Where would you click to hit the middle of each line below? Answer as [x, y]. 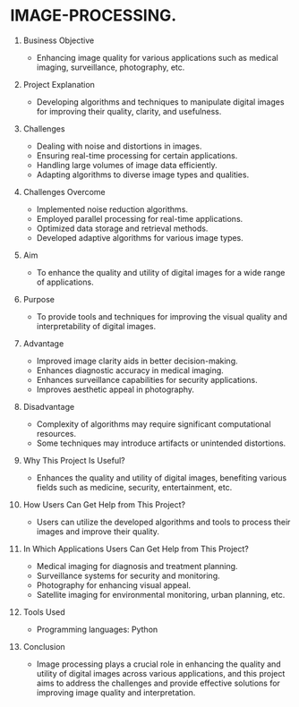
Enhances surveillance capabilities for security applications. [147, 379]
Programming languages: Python [97, 629]
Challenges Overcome [64, 192]
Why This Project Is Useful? [74, 460]
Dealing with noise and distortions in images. [119, 146]
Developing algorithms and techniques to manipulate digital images [160, 102]
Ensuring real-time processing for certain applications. [137, 155]
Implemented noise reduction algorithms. [112, 209]
